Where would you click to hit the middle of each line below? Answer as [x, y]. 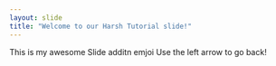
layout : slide [36, 18]
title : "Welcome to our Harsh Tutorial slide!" [101, 26]
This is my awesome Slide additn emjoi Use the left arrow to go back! [138, 52]
